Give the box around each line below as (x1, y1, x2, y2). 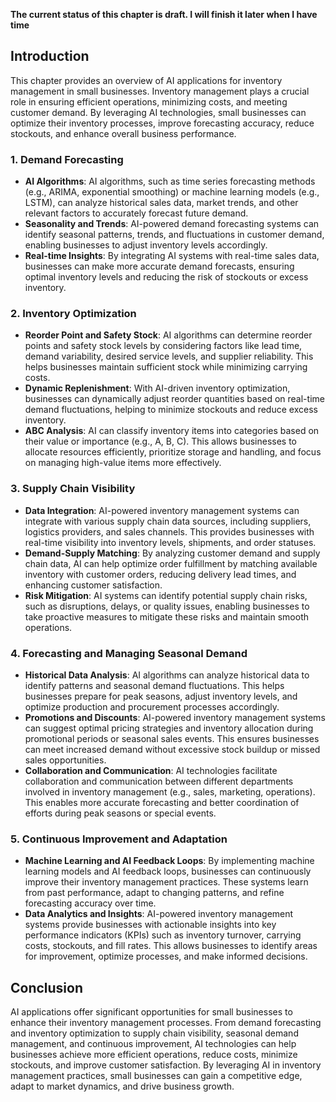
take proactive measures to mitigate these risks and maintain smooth (24, 610, 309, 623)
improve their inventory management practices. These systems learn (24, 876, 309, 888)
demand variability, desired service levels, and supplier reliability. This (24, 350, 314, 363)
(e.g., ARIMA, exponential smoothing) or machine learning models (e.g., (24, 186, 320, 198)
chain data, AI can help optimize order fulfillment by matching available (24, 557, 318, 569)
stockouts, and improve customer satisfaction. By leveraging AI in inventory (10, 1059, 322, 1071)
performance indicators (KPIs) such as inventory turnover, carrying (24, 929, 302, 941)
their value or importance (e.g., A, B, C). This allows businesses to (24, 435, 298, 448)
